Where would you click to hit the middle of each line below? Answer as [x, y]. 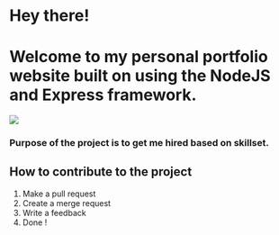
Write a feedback [54, 212]
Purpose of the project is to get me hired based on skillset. [139, 143]
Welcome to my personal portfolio [139, 57]
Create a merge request [66, 203]
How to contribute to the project [101, 172]
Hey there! [49, 16]
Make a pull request [59, 194]
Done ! [35, 222]
